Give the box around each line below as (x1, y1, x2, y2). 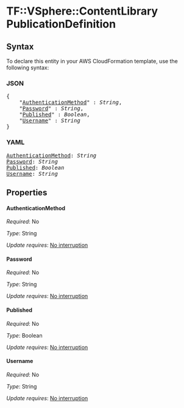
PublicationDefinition (6, 17, 116, 31)
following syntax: (6, 64, 49, 71)
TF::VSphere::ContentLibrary (6, 4, 158, 18)
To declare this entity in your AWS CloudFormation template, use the (6, 58, 178, 64)
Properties (6, 187, 48, 198)
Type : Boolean (6, 331, 43, 339)
